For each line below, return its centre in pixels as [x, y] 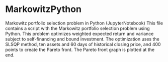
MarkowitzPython [44, 9]
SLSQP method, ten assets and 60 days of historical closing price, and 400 [83, 44]
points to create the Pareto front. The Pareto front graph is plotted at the [80, 49]
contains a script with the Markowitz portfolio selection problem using [77, 28]
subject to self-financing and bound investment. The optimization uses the [82, 39]
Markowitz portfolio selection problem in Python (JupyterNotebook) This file [84, 23]
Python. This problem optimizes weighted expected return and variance [79, 33]
